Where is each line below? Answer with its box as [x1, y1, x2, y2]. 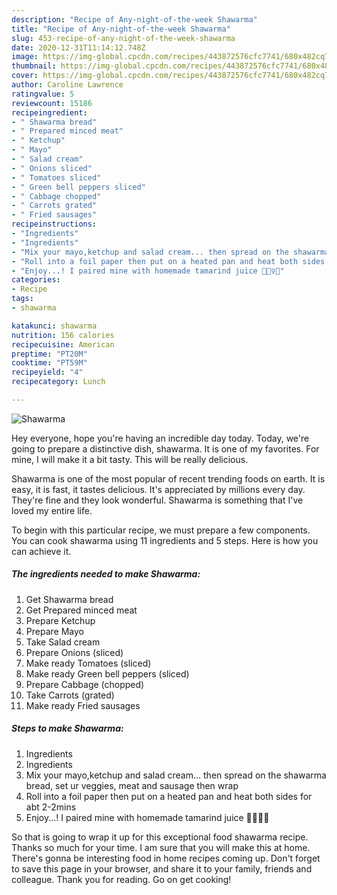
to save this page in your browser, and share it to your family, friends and [11, 862, 313, 875]
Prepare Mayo [25, 625, 84, 637]
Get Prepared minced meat [25, 604, 138, 616]
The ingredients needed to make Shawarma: [11, 568, 201, 580]
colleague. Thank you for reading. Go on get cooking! [11, 873, 232, 885]
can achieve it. [11, 545, 72, 557]
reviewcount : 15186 [11, 98, 93, 108]
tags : [11, 294, 34, 304]
